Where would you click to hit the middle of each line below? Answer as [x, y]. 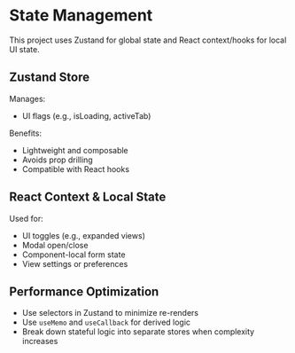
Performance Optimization [84, 291]
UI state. [24, 49]
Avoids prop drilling [57, 160]
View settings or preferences [75, 263]
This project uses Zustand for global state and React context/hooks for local [148, 40]
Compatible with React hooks [76, 169]
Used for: [26, 218]
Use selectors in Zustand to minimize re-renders [110, 313]
